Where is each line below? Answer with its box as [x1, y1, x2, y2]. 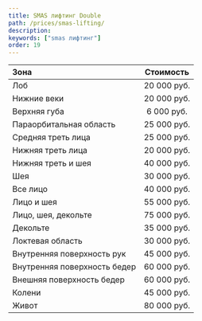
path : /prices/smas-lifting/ [8, 19, 105, 27]
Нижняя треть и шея [12, 158, 91, 169]
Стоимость [144, 67, 189, 78]
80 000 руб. [143, 300, 191, 311]
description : [8, 26, 52, 34]
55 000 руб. [143, 197, 191, 208]
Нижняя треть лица [12, 145, 87, 156]
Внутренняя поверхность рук [12, 249, 126, 260]
